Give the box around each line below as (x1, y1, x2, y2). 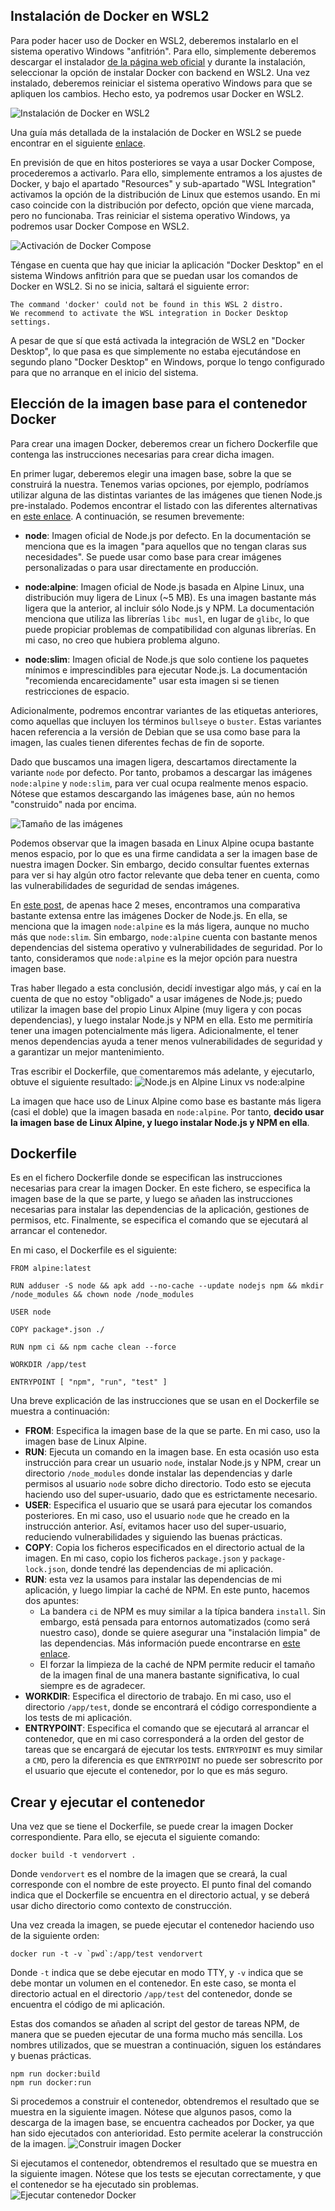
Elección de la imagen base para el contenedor (10, 395, 308, 413)
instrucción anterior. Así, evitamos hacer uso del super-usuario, (24, 1520, 287, 1533)
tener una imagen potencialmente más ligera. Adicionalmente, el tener (10, 1024, 299, 1036)
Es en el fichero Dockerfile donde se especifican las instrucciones (10, 1172, 283, 1184)
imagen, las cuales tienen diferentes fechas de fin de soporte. (10, 736, 265, 748)
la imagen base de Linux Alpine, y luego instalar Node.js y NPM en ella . (10, 1116, 310, 1128)
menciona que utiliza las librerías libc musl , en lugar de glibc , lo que (24, 612, 310, 624)
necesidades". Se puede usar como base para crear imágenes (24, 550, 282, 563)
